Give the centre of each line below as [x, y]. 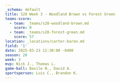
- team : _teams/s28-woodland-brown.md [49, 23]
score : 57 [24, 37]
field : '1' [16, 46]
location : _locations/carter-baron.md [45, 41]
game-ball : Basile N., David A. [38, 69]
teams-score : [18, 19]
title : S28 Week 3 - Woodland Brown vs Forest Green [60, 14]
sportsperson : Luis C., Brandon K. [42, 73]
